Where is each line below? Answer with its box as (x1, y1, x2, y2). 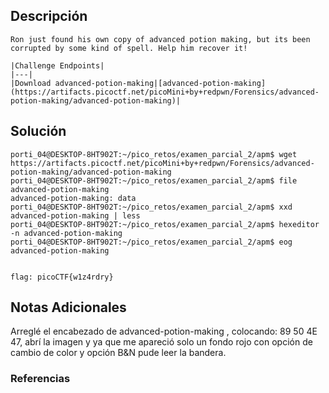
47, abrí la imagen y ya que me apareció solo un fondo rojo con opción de (10, 336, 313, 348)
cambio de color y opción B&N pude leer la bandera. (10, 347, 227, 359)
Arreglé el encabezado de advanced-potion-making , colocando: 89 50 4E (10, 325, 318, 338)
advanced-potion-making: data (10, 193, 137, 203)
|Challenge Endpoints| (10, 60, 105, 71)
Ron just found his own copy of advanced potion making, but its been (10, 34, 311, 44)
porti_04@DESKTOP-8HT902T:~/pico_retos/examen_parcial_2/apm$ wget (10, 149, 298, 159)
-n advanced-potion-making (10, 228, 123, 238)
